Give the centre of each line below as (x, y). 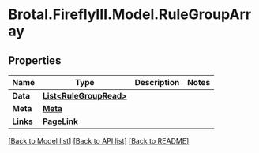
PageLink (60, 121)
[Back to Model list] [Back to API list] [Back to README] (99, 141)
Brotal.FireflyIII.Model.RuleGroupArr (129, 15)
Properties (35, 60)
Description (157, 82)
